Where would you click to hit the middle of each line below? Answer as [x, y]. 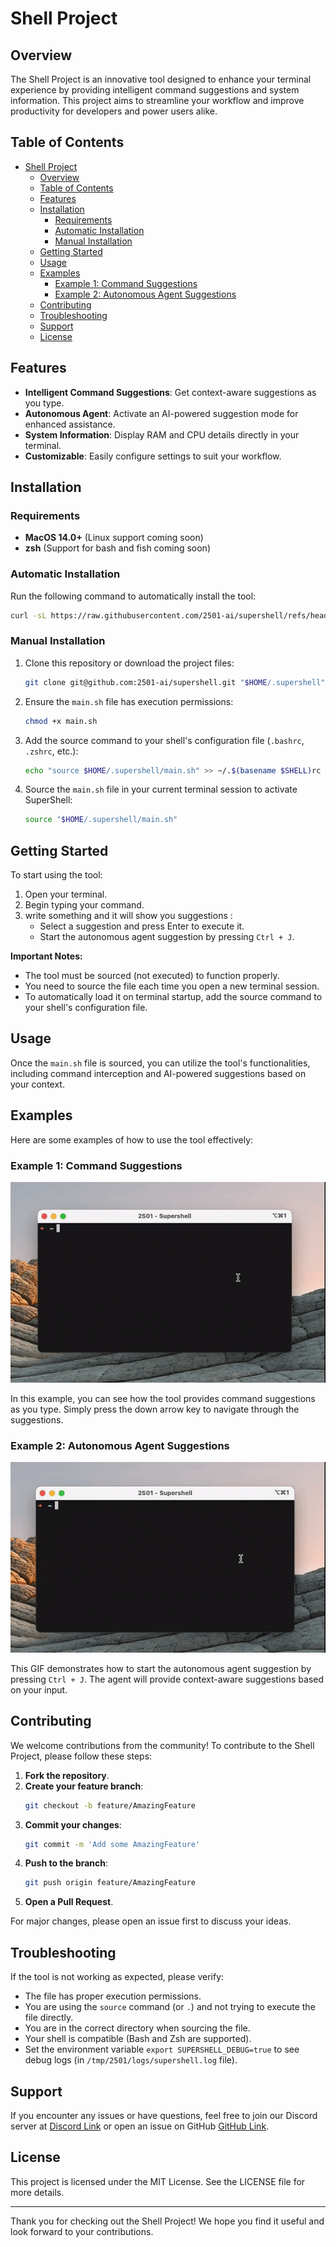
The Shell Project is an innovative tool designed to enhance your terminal [161, 79]
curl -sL [28, 615]
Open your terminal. [66, 894]
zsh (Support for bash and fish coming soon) [117, 548]
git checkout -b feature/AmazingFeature [110, 1805]
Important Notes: [46, 956]
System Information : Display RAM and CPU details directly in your [162, 434]
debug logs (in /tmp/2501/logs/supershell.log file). [131, 2060]
